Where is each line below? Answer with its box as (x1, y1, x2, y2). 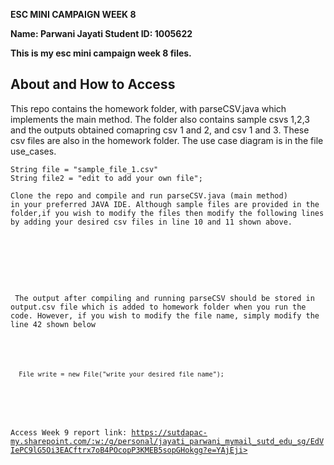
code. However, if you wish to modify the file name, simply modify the (10, 310, 320, 321)
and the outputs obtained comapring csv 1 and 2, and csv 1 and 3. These (10, 124, 310, 136)
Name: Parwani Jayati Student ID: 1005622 (10, 28, 193, 39)
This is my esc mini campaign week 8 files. (10, 47, 192, 59)
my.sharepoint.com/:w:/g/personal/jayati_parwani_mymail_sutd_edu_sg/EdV (10, 437, 325, 447)
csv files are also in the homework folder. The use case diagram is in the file (10, 134, 324, 146)
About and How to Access (10, 76, 176, 93)
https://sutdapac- (131, 428, 208, 438)
